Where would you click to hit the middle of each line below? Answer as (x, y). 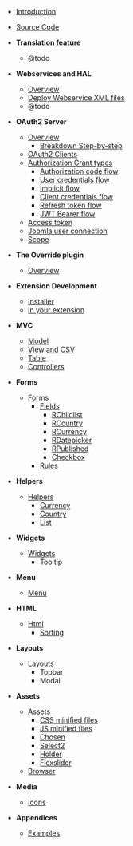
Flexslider (55, 763)
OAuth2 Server (41, 122)
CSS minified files (68, 720)
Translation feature (48, 42)
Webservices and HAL (53, 74)
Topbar (51, 672)
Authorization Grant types (70, 163)
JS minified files (66, 729)
